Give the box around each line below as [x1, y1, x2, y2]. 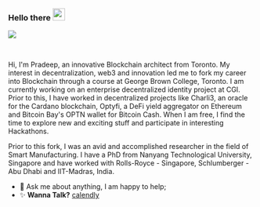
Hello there [8, 12, 51, 23]
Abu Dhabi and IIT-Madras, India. [8, 167, 115, 176]
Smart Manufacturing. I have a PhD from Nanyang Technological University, [8, 150, 252, 160]
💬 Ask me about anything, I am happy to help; [19, 182, 167, 191]
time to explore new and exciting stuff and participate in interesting [8, 118, 225, 128]
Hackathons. [8, 126, 49, 136]
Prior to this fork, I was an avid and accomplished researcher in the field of [8, 142, 249, 151]
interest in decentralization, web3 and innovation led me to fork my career [8, 68, 247, 78]
